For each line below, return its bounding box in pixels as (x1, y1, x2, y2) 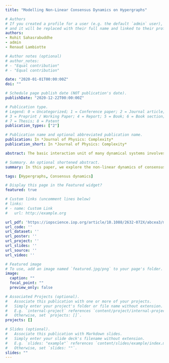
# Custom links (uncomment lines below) (5, 197, 92, 202)
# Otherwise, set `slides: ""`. (5, 345, 78, 350)
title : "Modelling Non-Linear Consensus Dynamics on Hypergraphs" (5, 7, 147, 13)
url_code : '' (5, 224, 33, 229)
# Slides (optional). (5, 327, 51, 332)
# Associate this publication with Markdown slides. (5, 331, 123, 336)
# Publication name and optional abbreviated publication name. (5, 132, 143, 138)
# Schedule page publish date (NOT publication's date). (5, 91, 127, 96)
